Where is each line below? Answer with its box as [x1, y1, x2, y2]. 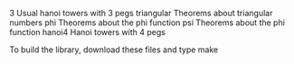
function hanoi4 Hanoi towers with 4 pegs [9, 27, 166, 37]
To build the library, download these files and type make [9, 44, 219, 55]
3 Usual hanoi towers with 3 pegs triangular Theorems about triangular [9, 8, 273, 18]
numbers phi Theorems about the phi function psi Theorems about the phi [9, 17, 285, 28]
